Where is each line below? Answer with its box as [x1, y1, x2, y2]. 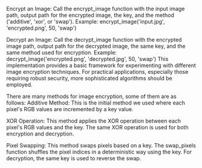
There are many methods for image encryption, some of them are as [6, 93, 177, 100]
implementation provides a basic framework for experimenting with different [6, 62, 196, 69]
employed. [6, 81, 33, 88]
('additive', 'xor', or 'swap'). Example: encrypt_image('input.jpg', [6, 18, 165, 25]
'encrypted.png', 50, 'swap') [6, 24, 77, 31]
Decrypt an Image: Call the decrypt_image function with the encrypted [6, 36, 182, 43]
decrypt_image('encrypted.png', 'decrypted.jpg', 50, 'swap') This [6, 56, 169, 62]
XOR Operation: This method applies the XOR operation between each [6, 117, 181, 124]
